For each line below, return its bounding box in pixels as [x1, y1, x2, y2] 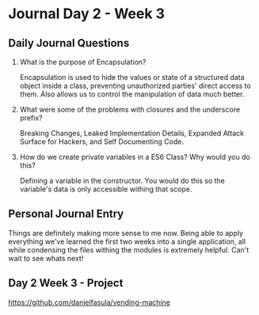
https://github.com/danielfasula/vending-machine [8, 298, 170, 307]
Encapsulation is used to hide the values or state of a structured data [19, 73, 245, 82]
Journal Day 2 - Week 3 [8, 5, 165, 23]
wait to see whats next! [8, 253, 84, 263]
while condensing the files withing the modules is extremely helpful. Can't [8, 245, 249, 254]
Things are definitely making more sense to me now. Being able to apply [8, 228, 244, 237]
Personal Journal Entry [8, 207, 124, 221]
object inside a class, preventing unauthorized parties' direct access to [19, 81, 251, 90]
